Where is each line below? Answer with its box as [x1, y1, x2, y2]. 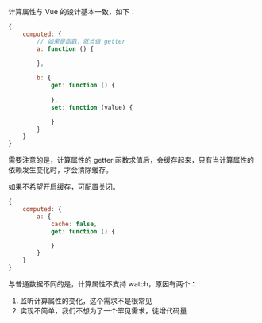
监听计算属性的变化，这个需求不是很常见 [19, 296, 152, 306]
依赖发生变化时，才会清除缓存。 [8, 165, 113, 175]
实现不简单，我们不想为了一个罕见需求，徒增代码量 [19, 306, 187, 315]
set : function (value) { [50, 103, 133, 111]
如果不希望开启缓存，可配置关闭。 [8, 182, 120, 192]
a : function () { [37, 44, 94, 53]
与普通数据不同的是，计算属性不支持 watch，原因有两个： [8, 279, 197, 288]
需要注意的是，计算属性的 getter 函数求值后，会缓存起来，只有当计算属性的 [8, 156, 255, 165]
